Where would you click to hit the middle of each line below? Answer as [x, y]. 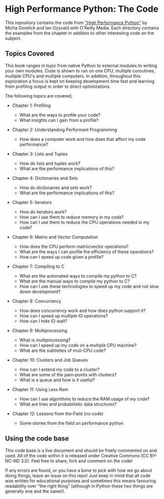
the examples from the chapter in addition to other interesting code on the [80, 33]
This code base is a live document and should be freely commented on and [81, 450]
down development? [40, 291]
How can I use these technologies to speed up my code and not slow [89, 286]
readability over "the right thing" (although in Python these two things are [79, 486]
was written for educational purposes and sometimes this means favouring [81, 481]
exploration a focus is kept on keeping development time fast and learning [80, 81]
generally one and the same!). [35, 491]
